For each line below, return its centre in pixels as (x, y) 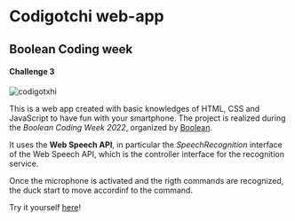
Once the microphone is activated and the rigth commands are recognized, (147, 180)
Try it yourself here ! (45, 207)
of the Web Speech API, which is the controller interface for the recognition (147, 154)
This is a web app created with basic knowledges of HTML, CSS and (135, 108)
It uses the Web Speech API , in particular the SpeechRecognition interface (146, 145)
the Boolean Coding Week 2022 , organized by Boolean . (111, 127)
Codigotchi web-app (87, 16)
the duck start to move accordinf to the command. (101, 190)
